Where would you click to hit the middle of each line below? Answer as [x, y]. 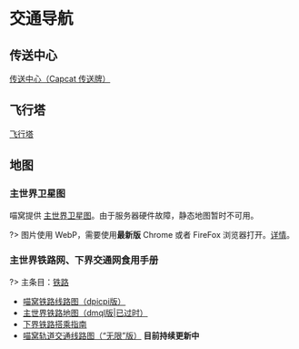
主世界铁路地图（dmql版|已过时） [85, 313]
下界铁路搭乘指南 [55, 323]
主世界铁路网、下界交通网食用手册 [84, 261]
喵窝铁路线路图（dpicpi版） [74, 301]
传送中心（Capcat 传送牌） [60, 79]
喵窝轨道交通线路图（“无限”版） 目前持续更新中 [111, 335]
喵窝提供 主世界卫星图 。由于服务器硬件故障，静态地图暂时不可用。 [134, 215]
